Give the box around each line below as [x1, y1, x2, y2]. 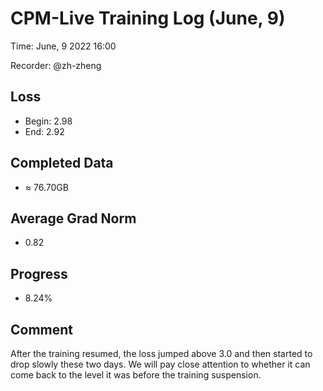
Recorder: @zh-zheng [10, 59, 102, 71]
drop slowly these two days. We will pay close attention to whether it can [10, 358, 311, 370]
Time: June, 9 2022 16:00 [10, 40, 117, 52]
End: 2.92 [24, 125, 65, 137]
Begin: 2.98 [24, 115, 73, 127]
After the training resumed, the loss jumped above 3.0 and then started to [10, 348, 313, 359]
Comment [10, 321, 74, 338]
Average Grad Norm [10, 210, 137, 227]
